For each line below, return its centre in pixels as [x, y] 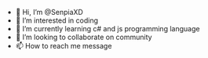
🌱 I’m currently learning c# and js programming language [108, 29]
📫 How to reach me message [64, 46]
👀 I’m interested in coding [57, 20]
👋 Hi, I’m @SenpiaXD [49, 12]
